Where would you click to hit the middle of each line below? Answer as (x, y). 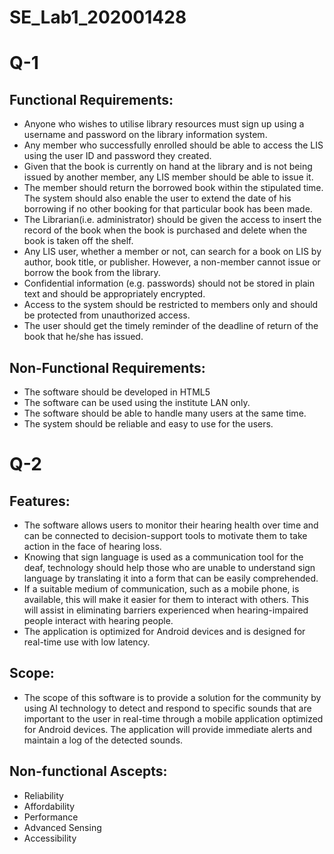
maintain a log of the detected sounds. (103, 740)
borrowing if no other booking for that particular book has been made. (168, 209)
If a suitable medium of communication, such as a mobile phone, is (161, 589)
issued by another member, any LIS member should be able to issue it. (168, 177)
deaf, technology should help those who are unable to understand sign (169, 567)
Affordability (49, 806)
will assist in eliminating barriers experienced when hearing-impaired (166, 610)
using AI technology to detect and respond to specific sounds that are (167, 708)
